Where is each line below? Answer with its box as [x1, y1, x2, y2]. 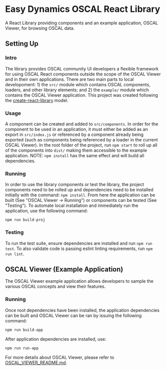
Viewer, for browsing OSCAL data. [5, 25, 75, 31]
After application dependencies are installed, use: [5, 336, 107, 342]
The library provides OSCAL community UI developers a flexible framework [5, 65, 159, 71]
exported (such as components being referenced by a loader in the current [5, 136, 158, 142]
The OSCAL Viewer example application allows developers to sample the [5, 278, 154, 284]
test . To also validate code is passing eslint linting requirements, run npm [5, 246, 153, 251]
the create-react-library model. [5, 97, 68, 103]
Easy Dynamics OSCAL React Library [5, 3, 161, 15]
